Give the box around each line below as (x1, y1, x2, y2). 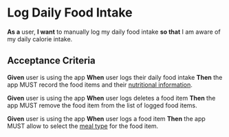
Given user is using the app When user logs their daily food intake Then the (7, 73, 223, 81)
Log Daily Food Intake (7, 5, 133, 21)
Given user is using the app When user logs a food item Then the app (7, 114, 206, 123)
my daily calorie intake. (7, 34, 73, 43)
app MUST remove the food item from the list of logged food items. (7, 101, 197, 109)
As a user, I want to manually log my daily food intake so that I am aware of (7, 28, 221, 36)
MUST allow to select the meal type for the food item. (7, 122, 159, 130)
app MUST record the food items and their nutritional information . (7, 81, 193, 89)
